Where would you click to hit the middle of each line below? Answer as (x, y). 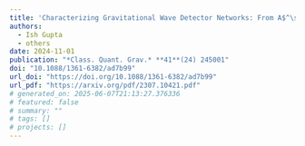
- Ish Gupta (40, 34)
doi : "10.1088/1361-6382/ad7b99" (73, 69)
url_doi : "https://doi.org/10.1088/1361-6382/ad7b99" (113, 77)
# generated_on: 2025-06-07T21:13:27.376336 (95, 93)
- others (34, 43)
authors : (26, 26)
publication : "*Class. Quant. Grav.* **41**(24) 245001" (119, 60)
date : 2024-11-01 (42, 52)
